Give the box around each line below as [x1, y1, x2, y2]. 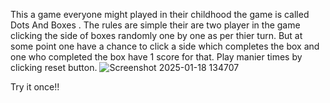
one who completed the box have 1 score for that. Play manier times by [10, 51, 303, 63]
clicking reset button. [10, 62, 98, 73]
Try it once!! [10, 81, 60, 93]
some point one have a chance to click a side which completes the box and [10, 40, 320, 52]
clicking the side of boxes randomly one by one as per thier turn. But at [10, 30, 303, 41]
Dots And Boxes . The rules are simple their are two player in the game [10, 19, 301, 31]
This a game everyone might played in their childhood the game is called [10, 9, 310, 20]
